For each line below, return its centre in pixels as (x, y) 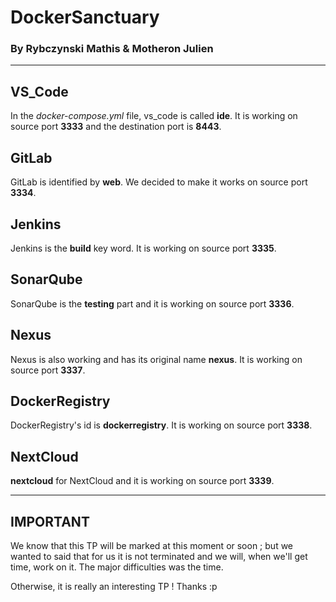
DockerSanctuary (85, 17)
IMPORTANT (50, 521)
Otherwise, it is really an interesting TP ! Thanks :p (114, 586)
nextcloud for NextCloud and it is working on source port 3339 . (142, 481)
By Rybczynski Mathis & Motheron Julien (112, 49)
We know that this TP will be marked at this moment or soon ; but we (152, 545)
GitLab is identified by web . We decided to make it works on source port (159, 182)
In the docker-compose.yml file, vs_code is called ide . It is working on (154, 116)
